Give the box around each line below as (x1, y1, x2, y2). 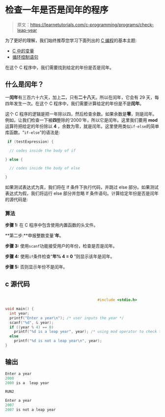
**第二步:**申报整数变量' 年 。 (5, 232, 64, 239)
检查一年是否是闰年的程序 (5, 4, 109, 16)
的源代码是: (5, 196, 28, 202)
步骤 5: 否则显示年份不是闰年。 (5, 264, 68, 270)
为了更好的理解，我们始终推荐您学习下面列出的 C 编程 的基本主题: (5, 37, 137, 43)
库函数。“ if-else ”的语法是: (5, 129, 60, 135)
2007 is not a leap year (5, 407, 56, 413)
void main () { (5, 306, 34, 312)
